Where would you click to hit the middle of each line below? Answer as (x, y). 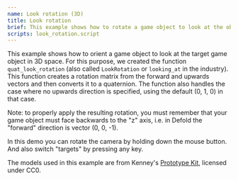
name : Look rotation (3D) (45, 14)
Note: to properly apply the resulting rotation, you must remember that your (118, 113)
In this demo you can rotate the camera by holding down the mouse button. (117, 142)
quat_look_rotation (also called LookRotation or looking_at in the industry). (118, 69)
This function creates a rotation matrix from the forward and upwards (108, 77)
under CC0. (24, 170)
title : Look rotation (39, 21)
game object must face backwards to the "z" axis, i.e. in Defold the (105, 120)
